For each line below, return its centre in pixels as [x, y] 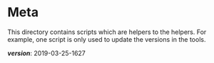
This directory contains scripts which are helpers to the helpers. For [107, 32]
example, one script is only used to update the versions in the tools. [107, 39]
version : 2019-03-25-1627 [46, 53]
